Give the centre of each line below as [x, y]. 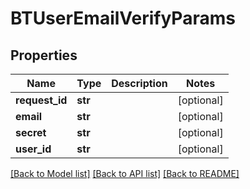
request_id [41, 100]
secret [31, 132]
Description [139, 83]
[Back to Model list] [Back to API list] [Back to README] [125, 173]
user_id [33, 149]
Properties [44, 55]
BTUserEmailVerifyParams [123, 18]
